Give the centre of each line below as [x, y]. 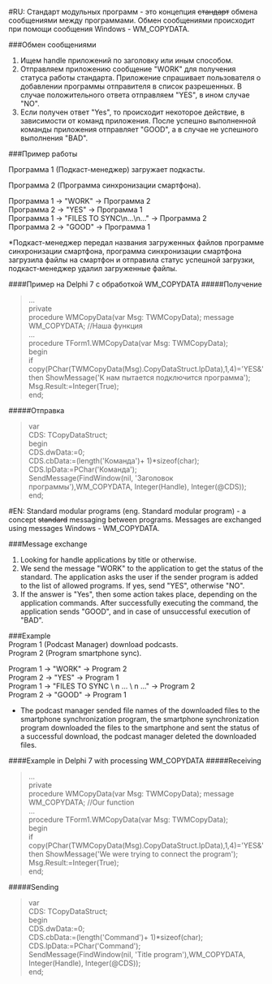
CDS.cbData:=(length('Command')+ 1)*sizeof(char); [116, 937]
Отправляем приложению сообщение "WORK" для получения [128, 69]
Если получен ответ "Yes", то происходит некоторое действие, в [132, 112]
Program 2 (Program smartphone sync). [75, 653]
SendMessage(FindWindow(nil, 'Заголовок [101, 478]
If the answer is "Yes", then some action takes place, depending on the [138, 594]
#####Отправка [37, 410]
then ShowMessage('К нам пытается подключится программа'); [139, 378]
